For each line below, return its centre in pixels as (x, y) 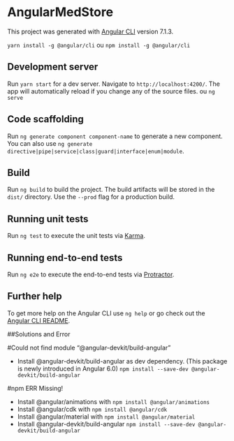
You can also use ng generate (50, 143)
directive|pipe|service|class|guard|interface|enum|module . (96, 151)
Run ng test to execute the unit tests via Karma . (76, 236)
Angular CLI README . (39, 320)
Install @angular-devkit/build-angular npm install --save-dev (106, 424)
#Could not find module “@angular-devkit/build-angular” (89, 347)
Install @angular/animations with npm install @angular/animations (114, 401)
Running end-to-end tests (65, 258)
